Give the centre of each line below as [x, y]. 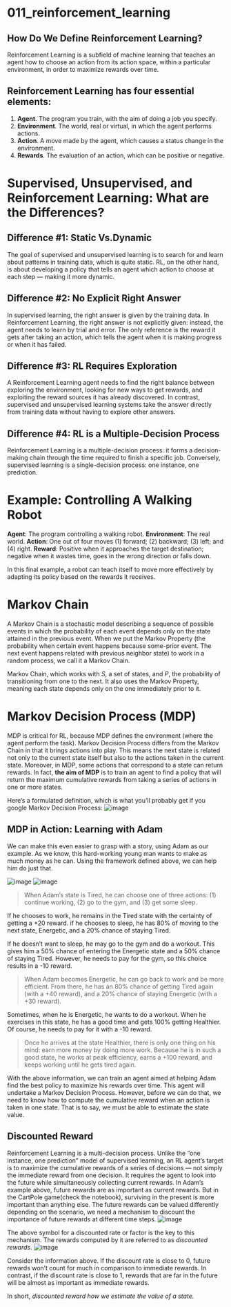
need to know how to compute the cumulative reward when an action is [109, 1100]
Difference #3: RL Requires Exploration [92, 366]
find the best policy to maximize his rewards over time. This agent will [106, 1085]
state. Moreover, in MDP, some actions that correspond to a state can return [115, 765]
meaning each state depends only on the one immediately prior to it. [104, 689]
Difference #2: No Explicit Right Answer [94, 298]
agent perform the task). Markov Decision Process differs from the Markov [113, 743]
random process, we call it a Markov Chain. [69, 660]
